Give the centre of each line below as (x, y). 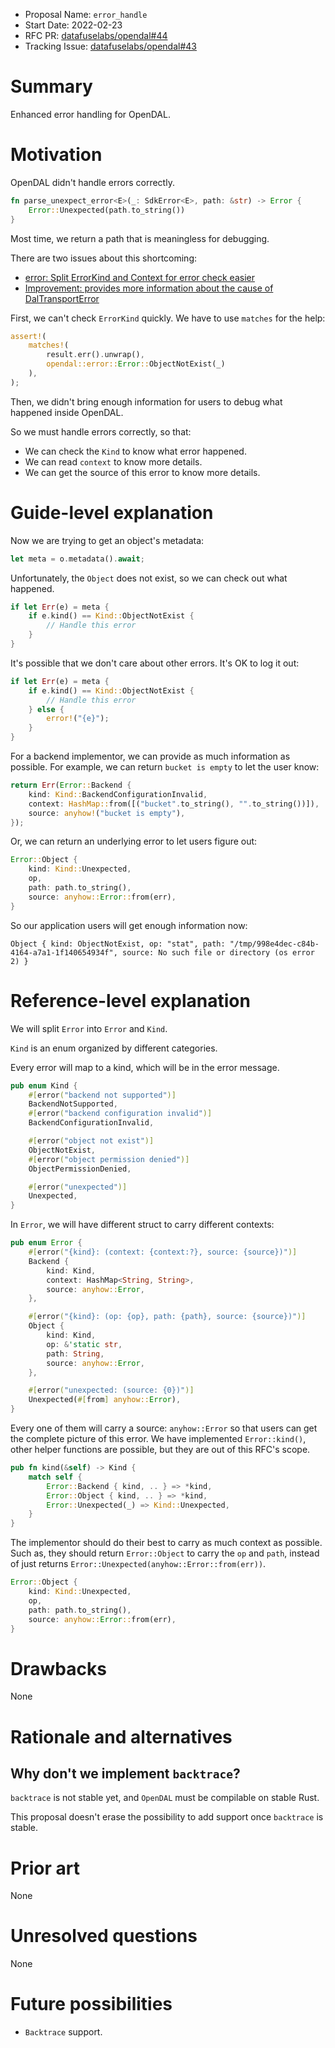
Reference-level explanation (130, 1000)
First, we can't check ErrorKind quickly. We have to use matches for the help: (168, 318)
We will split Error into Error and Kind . (89, 1028)
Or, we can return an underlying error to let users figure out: (134, 841)
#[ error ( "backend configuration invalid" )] (120, 1114)
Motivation (56, 155)
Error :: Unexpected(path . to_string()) (107, 210)
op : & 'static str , (84, 1344)
